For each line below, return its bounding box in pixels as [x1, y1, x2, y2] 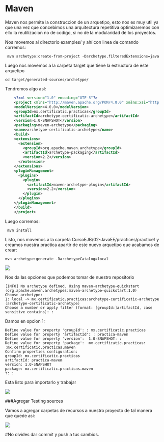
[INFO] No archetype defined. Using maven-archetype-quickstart [5, 283, 139, 289]
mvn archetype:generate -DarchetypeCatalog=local [5, 256, 109, 261]
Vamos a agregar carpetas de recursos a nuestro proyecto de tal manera [5, 407, 152, 413]
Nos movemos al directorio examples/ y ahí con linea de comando [5, 39, 139, 45]
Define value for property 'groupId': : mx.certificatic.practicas [5, 328, 146, 332]
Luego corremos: [5, 218, 40, 224]
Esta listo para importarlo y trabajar [5, 379, 77, 385]
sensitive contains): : [5, 309, 54, 314]
